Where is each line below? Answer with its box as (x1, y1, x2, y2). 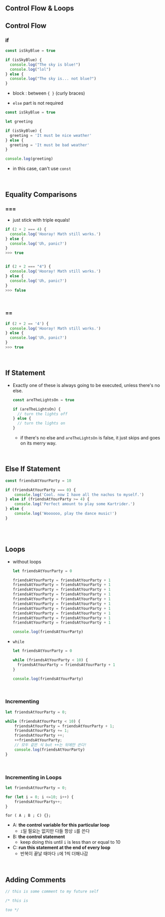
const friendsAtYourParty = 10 (5, 478, 72, 483)
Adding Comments (5, 875, 66, 884)
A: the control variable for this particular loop (12, 822, 110, 828)
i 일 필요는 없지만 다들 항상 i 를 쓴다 (20, 828, 90, 834)
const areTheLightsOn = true (12, 397, 75, 402)
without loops (12, 558, 42, 565)
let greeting (5, 119, 33, 124)
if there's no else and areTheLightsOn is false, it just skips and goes (20, 435, 160, 440)
